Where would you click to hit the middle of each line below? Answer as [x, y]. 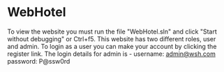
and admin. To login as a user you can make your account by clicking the [112, 46]
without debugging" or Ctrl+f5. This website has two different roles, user [112, 38]
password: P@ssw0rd [39, 61]
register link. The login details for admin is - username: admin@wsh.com [112, 54]
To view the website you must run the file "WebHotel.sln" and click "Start [112, 31]
